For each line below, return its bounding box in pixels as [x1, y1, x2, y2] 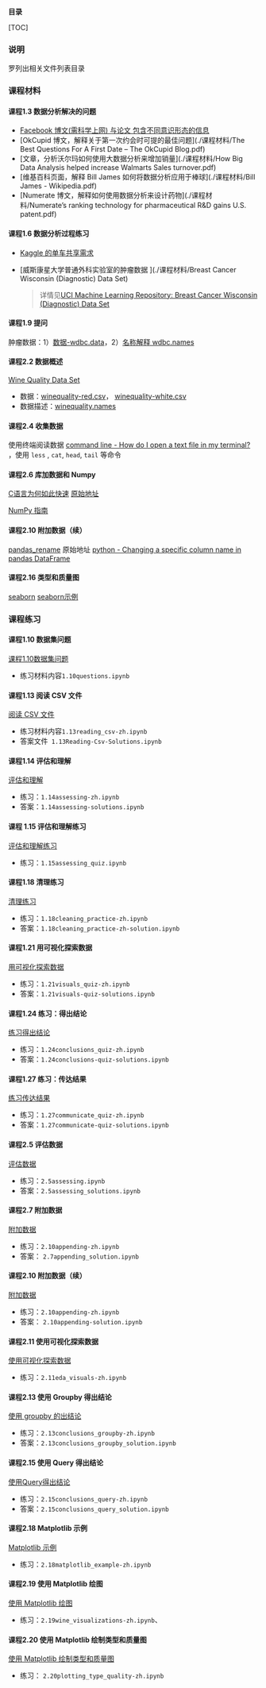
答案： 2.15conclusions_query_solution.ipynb [19, 1504, 169, 1513]
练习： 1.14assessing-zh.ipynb [19, 792, 120, 802]
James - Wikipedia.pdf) [19, 181, 98, 191]
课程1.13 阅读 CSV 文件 [8, 690, 83, 700]
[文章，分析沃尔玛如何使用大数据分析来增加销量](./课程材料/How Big [19, 154, 244, 164]
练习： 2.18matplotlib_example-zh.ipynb [19, 1559, 152, 1569]
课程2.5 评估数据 [8, 1139, 64, 1149]
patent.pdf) [19, 210, 57, 219]
